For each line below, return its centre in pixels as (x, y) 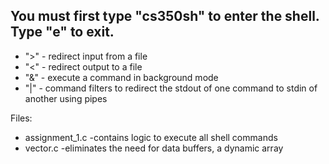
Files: (21, 118)
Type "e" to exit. (62, 32)
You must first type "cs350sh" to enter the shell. (165, 16)
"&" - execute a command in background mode (121, 77)
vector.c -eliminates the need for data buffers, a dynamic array (154, 148)
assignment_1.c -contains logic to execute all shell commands (151, 137)
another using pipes (66, 98)
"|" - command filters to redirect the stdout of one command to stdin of (171, 88)
